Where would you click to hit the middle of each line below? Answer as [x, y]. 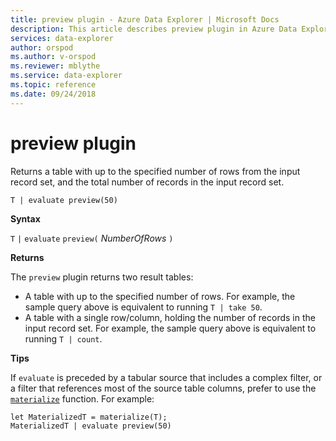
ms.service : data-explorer [66, 76]
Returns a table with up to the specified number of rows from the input [155, 171]
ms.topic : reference [53, 85]
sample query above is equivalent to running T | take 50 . [143, 307]
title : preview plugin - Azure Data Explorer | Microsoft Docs [145, 19]
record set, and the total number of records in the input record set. [147, 182]
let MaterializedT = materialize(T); [89, 417]
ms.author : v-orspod [53, 57]
